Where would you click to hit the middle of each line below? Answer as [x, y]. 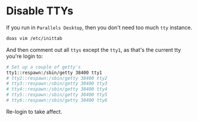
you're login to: [25, 56]
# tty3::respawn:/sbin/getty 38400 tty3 [57, 84]
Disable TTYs [40, 11]
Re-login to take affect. [34, 111]
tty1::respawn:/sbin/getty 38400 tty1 [54, 73]
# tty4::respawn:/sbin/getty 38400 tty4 [57, 89]
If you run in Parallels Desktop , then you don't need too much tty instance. [99, 27]
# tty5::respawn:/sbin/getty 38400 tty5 [57, 95]
